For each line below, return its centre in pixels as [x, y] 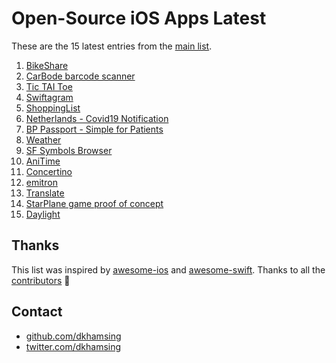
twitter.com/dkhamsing [73, 346]
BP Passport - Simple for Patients [94, 129]
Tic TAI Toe [49, 86]
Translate [45, 193]
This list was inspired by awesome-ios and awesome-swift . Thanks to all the [168, 269]
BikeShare [47, 65]
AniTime [43, 161]
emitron [41, 182]
